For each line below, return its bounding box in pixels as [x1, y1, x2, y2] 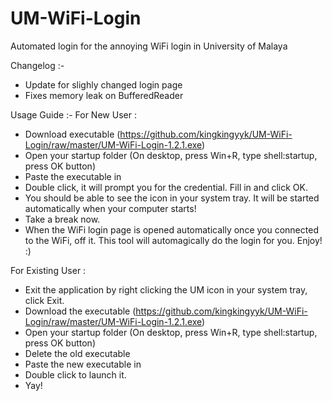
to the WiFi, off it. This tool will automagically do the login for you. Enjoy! [24, 234, 323, 246]
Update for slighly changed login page [24, 78, 183, 91]
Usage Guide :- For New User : [10, 108, 137, 121]
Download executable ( [24, 128, 121, 140]
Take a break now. [24, 213, 101, 225]
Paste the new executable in [24, 358, 142, 370]
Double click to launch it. [24, 368, 127, 381]
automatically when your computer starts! [24, 202, 197, 214]
